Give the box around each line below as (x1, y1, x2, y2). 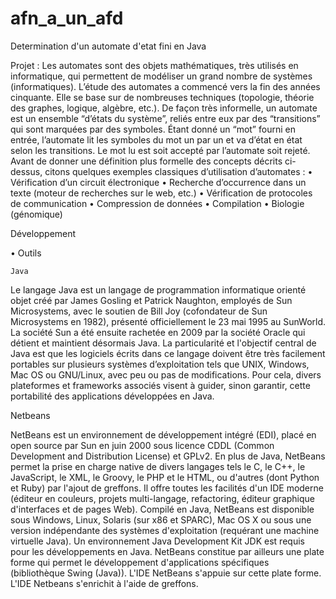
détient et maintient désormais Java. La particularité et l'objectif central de (10, 337, 317, 349)
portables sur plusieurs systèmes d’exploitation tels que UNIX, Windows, (10, 358, 310, 370)
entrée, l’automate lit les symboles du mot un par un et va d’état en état (10, 133, 303, 146)
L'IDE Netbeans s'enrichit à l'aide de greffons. (10, 577, 199, 589)
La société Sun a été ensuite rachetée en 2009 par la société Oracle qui (10, 326, 306, 338)
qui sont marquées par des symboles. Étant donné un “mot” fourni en (10, 123, 296, 135)
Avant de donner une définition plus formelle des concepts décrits (10, 155, 283, 167)
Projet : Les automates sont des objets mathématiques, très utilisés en (10, 59, 299, 71)
